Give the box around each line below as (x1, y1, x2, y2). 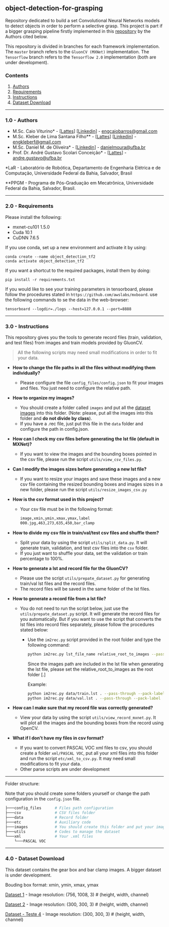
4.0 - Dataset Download (5, 855, 64, 862)
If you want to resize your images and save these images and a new (20, 476, 161, 482)
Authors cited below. (5, 33, 48, 39)
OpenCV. (20, 725, 39, 731)
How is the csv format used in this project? (12, 496, 104, 502)
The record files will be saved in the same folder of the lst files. (20, 586, 151, 592)
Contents (5, 72, 29, 79)
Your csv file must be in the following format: (20, 506, 113, 512)
